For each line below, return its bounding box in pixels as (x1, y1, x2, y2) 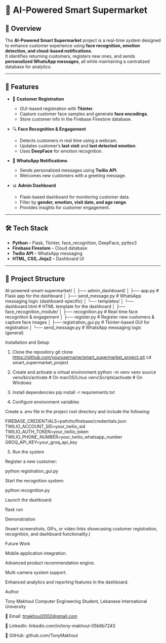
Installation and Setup (5, 339, 49, 345)
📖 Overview (5, 24, 41, 33)
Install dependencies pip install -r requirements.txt (12, 389, 115, 395)
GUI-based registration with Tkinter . (19, 105, 94, 111)
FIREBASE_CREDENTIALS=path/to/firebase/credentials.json (5, 418, 127, 424)
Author (5, 589, 19, 595)
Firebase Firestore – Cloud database (12, 245, 87, 251)
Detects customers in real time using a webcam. (19, 137, 118, 143)
